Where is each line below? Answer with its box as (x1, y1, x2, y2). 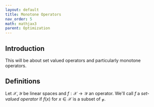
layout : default (5, 7, 39, 12)
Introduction (5, 44, 45, 53)
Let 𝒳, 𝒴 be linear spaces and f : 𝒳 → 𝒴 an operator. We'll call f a (5, 90, 140, 96)
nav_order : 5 (5, 16, 32, 21)
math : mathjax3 (5, 21, 37, 26)
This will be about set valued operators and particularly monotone (5, 57, 141, 63)
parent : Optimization (5, 26, 50, 31)
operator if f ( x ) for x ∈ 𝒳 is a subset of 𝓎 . (20, 96, 106, 102)
